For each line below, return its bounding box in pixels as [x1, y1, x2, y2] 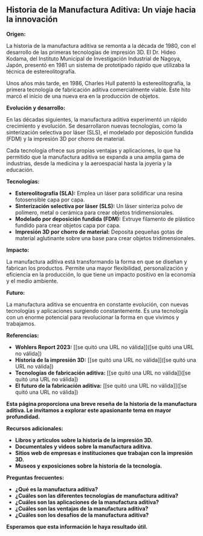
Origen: [6, 30, 26, 38]
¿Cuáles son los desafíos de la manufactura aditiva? [14, 511, 149, 518]
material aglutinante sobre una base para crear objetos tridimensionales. [14, 234, 196, 241]
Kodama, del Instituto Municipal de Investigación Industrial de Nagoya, [6, 54, 182, 62]
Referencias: [6, 332, 39, 339]
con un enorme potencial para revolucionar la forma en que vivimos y [6, 313, 179, 321]
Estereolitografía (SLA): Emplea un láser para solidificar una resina [14, 189, 183, 197]
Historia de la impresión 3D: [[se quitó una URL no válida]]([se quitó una [14, 356, 196, 364]
